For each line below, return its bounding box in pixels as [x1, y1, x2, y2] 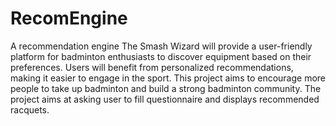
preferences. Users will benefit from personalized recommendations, [10, 61, 294, 73]
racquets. [10, 103, 50, 116]
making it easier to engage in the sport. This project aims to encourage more [10, 72, 327, 84]
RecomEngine [10, 7, 128, 30]
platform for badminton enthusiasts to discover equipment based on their [10, 50, 312, 62]
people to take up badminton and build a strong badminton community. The [10, 82, 322, 94]
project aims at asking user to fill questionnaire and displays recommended [10, 93, 320, 105]
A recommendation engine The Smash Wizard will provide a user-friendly [10, 40, 313, 52]
